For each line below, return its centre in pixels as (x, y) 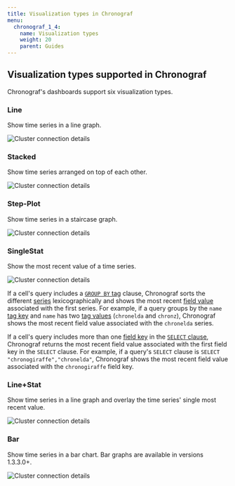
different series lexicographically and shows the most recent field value (110, 301)
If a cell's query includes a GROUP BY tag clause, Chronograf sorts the (106, 293)
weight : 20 (36, 40)
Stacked (22, 157)
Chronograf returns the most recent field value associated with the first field (117, 344)
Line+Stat (24, 384)
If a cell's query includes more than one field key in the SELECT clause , (108, 337)
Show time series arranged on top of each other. (77, 172)
